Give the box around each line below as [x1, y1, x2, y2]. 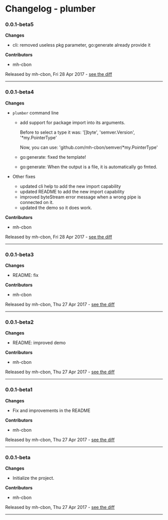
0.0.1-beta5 [5, 21, 34, 28]
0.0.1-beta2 [5, 319, 34, 326]
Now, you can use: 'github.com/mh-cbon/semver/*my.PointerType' [19, 144, 158, 150]
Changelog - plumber [5, 3, 96, 15]
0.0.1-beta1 [5, 386, 32, 393]
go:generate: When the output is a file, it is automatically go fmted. [19, 164, 157, 170]
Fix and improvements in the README [12, 407, 91, 413]
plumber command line [12, 110, 59, 116]
